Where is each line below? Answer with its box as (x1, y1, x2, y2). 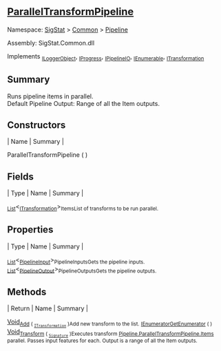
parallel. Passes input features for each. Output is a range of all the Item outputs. (7, 337, 198, 345)
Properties (7, 224, 54, 235)
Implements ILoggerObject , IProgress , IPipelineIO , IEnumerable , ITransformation (7, 52, 204, 62)
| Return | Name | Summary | (7, 304, 88, 312)
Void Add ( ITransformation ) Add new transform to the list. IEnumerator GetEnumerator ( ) (7, 318, 212, 328)
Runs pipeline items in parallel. (7, 92, 94, 100)
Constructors (7, 119, 66, 131)
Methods (7, 286, 47, 297)
